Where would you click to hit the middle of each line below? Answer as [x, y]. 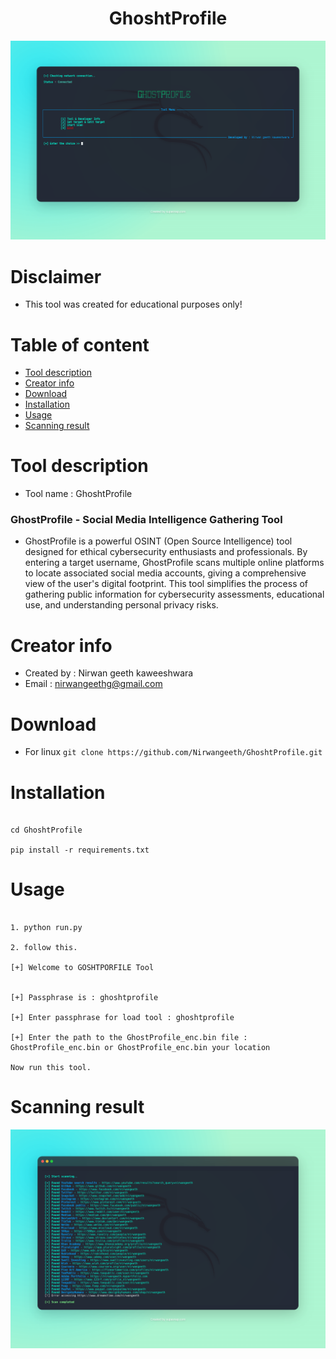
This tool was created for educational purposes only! [133, 304]
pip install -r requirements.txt [80, 850]
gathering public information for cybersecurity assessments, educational [174, 594]
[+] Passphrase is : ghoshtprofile [84, 998]
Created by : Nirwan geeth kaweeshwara [109, 673]
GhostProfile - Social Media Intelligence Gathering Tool [146, 520]
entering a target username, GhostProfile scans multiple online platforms [174, 563]
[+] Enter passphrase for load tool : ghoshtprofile [122, 1018]
